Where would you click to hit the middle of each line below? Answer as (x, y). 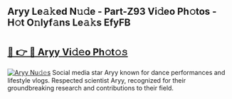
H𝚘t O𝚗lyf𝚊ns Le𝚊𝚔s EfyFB (69, 23)
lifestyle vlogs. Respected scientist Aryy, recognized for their (97, 80)
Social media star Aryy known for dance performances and (139, 72)
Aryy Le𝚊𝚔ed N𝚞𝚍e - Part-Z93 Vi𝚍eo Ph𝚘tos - (112, 12)
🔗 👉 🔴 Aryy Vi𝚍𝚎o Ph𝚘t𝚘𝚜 (68, 52)
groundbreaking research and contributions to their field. (91, 88)
